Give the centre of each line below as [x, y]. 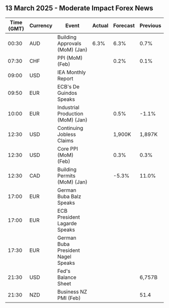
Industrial [68, 107]
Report [65, 78]
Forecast [124, 26]
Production [70, 113]
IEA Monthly [72, 72]
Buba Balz [69, 196]
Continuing [70, 128]
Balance [67, 277]
